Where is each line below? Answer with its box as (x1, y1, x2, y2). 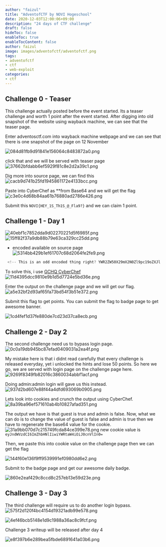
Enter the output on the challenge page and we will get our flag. (5, 284, 135, 290)
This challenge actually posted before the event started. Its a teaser (5, 108, 143, 114)
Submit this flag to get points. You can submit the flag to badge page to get (5, 299, 159, 304)
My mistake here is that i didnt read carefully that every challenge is (5, 356, 144, 362)
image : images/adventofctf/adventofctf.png (5, 49, 97, 54)
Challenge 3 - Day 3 (5, 489, 68, 497)
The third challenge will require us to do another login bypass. (5, 502, 131, 508)
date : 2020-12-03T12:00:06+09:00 (5, 16, 74, 21)
